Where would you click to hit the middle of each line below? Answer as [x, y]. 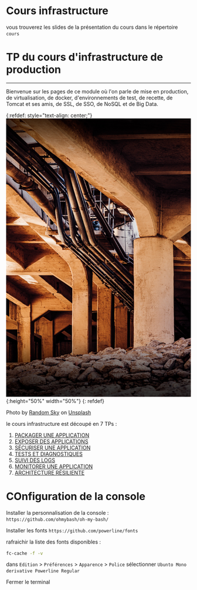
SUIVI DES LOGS [35, 460]
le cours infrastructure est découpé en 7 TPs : [62, 424]
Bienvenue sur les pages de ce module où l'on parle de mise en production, [97, 91]
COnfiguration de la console [76, 496]
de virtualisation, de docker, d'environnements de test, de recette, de [89, 98]
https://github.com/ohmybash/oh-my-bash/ [57, 519]
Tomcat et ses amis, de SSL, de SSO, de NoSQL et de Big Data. [82, 104]
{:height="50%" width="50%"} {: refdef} [55, 401]
